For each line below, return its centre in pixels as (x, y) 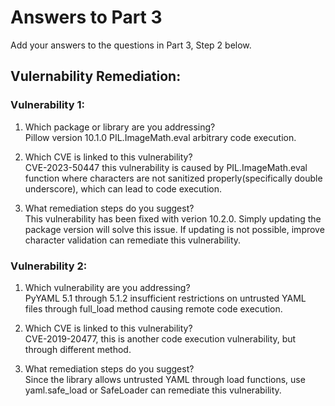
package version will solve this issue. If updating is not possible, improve (174, 229)
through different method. (78, 349)
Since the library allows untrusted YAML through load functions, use (165, 379)
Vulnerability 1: (47, 105)
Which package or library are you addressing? (120, 127)
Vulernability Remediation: (96, 76)
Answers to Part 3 (86, 17)
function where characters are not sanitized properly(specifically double (173, 178)
